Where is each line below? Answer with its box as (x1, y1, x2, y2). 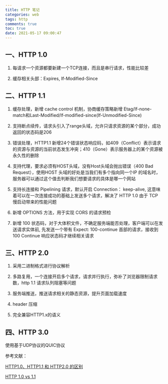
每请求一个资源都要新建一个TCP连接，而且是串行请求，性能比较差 (12, 65, 149, 71)
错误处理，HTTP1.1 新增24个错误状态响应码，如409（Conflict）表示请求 (12, 140, 161, 146)
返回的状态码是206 (12, 129, 52, 135)
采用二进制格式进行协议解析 (12, 263, 70, 269)
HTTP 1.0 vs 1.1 (5, 373, 36, 379)
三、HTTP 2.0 (5, 249, 49, 258)
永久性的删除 (12, 152, 39, 158)
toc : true (5, 26, 26, 31)
